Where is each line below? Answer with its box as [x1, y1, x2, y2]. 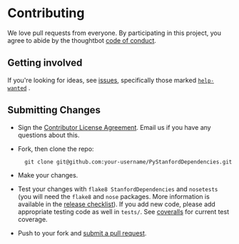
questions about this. [17, 131, 80, 139]
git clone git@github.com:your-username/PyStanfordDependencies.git [24, 158, 233, 166]
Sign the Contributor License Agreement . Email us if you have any [17, 123, 212, 131]
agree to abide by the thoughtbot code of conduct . [7, 36, 157, 44]
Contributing [7, 5, 85, 21]
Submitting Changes [7, 104, 101, 116]
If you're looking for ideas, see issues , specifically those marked [7, 76, 197, 84]
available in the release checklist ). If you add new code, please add [17, 200, 215, 208]
